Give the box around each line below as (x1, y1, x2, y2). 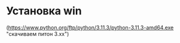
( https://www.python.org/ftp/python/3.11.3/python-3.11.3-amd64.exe (6, 24, 174, 31)
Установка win (6, 4, 82, 18)
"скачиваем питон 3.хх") (6, 30, 69, 37)
